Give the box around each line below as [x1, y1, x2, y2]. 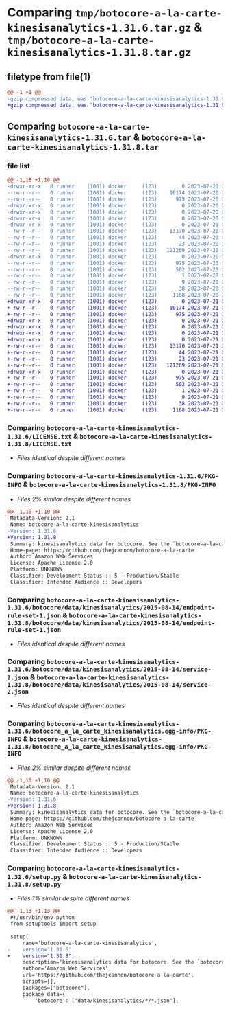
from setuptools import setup [10, 920, 97, 928]
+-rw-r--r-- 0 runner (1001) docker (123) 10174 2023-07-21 [7, 304, 219, 311]
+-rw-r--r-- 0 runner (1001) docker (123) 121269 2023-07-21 [7, 362, 219, 369]
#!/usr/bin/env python [10, 914, 75, 921]
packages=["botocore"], [22, 984, 90, 991]
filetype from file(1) [7, 71, 91, 82]
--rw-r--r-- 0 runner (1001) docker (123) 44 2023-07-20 [7, 234, 219, 241]
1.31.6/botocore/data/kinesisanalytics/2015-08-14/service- [7, 666, 212, 673]
